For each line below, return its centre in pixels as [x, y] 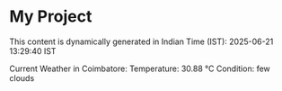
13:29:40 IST [33, 50]
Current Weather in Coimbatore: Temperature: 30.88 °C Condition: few [140, 68]
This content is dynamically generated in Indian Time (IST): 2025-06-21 [141, 41]
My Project [51, 17]
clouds [22, 77]
